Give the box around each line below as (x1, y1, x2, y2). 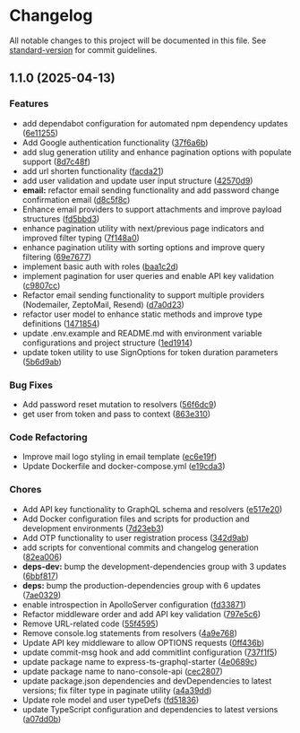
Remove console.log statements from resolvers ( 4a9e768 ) (21, 627, 237, 638)
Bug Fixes (9, 379, 54, 391)
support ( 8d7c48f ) (21, 156, 91, 167)
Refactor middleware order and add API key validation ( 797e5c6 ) (21, 608, 261, 619)
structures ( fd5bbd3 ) (21, 213, 100, 224)
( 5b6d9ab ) (21, 356, 63, 367)
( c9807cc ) (21, 280, 61, 291)
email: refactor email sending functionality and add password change (21, 185, 279, 196)
